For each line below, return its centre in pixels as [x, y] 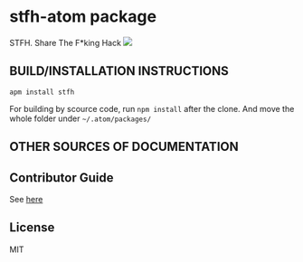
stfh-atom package [83, 17]
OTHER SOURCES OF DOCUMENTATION [124, 147]
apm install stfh [42, 92]
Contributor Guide [62, 178]
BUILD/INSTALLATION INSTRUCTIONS [119, 71]
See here [26, 199]
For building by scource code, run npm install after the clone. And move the [152, 108]
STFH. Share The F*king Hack [66, 42]
